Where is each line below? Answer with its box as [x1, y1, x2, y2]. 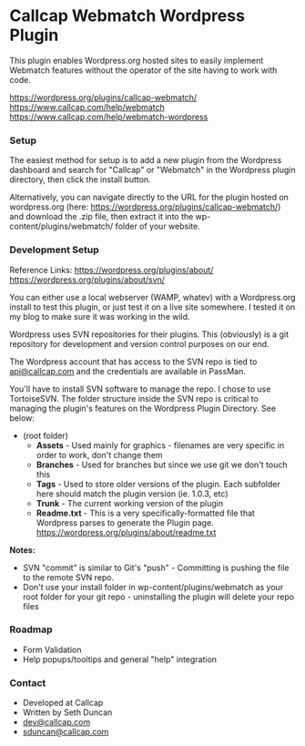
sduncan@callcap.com [22, 726, 109, 738]
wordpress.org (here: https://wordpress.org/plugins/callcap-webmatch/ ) [9, 201, 281, 212]
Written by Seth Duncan [22, 707, 113, 718]
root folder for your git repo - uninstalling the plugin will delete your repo [22, 591, 294, 602]
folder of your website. [115, 220, 200, 232]
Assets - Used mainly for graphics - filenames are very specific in [36, 439, 285, 451]
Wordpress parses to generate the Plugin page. [36, 516, 214, 528]
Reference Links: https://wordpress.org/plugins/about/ [9, 264, 214, 275]
